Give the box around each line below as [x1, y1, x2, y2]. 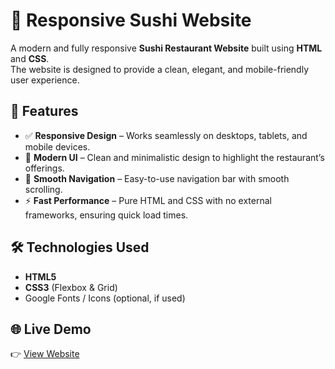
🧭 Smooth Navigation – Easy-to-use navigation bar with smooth [24, 172, 290, 184]
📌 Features [10, 103, 79, 120]
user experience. [10, 74, 80, 86]
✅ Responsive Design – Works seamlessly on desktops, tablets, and [24, 129, 308, 141]
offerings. [24, 162, 65, 174]
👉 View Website [10, 348, 80, 360]
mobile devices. [24, 140, 91, 153]
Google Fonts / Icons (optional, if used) [24, 292, 186, 304]
